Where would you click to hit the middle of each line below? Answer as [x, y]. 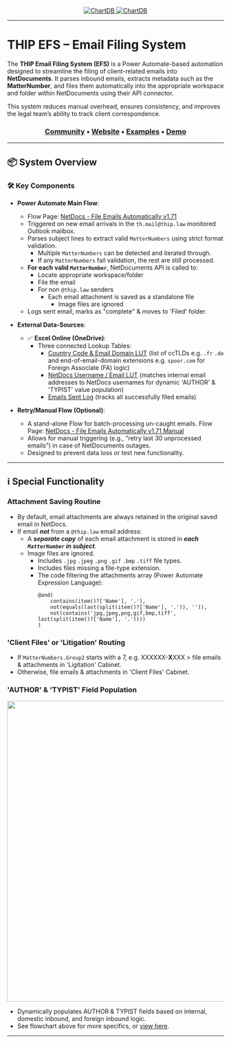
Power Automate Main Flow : [58, 203]
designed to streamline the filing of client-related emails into [92, 71]
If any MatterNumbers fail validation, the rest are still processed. [126, 260]
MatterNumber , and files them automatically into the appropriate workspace [115, 85]
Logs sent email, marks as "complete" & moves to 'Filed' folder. [117, 311]
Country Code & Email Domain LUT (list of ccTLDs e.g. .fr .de [136, 353]
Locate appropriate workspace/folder [90, 274]
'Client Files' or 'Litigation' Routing [66, 642]
